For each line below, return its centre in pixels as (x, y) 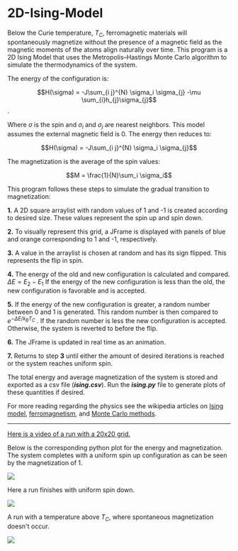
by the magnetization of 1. (45, 462)
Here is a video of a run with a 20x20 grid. (69, 434)
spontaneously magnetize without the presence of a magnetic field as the (115, 42)
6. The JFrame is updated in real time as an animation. (87, 342)
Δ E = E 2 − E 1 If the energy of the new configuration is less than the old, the (116, 282)
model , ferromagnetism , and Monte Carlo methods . (82, 413)
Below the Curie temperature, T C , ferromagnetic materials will (97, 33)
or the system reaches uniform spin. (60, 363)
